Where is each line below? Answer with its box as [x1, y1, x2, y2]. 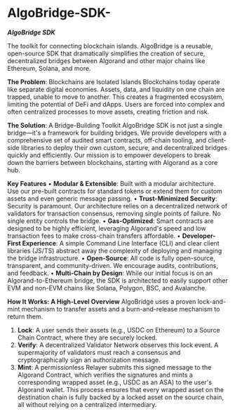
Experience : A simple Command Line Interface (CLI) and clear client [22, 239, 220, 247]
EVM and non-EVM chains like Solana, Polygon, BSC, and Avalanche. [7, 283, 207, 292]
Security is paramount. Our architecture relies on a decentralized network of [7, 201, 228, 210]
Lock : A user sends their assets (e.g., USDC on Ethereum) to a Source [17, 326, 220, 334]
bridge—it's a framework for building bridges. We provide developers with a [7, 128, 227, 137]
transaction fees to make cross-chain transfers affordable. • [7, 232, 181, 240]
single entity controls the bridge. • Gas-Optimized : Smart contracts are [7, 216, 214, 225]
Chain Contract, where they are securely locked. [17, 333, 158, 342]
